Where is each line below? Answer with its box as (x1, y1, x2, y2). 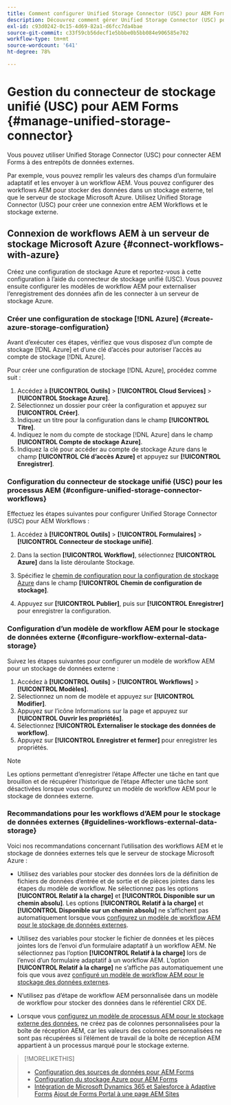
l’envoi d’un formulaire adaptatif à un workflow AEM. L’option (16, 956, 189, 964)
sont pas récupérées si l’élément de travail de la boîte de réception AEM (16, 1033, 221, 1042)
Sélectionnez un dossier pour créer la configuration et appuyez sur (16, 401, 208, 409)
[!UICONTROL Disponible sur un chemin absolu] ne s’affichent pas (16, 906, 209, 915)
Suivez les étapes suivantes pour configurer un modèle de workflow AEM (7, 657, 215, 665)
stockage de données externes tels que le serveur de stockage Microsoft (7, 849, 214, 857)
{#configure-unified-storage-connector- (62, 485, 203, 495)
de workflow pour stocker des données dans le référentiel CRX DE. (16, 998, 207, 1007)
